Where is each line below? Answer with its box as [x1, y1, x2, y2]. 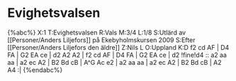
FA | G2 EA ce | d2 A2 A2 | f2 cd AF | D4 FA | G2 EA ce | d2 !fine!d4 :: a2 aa [7, 51, 227, 59]
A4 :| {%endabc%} [7, 66, 63, 74]
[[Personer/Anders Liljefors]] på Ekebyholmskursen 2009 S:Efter [7, 35, 196, 44]
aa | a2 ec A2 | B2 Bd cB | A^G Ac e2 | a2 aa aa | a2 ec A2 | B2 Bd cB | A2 [7, 58, 222, 66]
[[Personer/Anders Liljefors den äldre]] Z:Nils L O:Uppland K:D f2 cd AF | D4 [7, 43, 230, 51]
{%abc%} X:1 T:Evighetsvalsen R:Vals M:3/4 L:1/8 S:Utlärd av [7, 28, 186, 37]
